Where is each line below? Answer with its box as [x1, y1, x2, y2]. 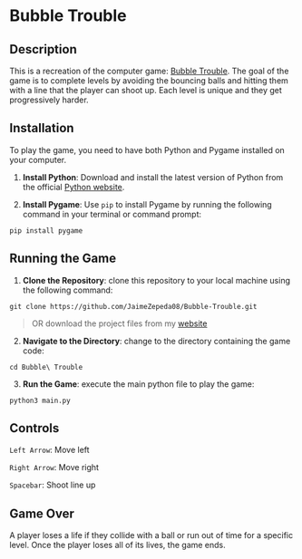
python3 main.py [9, 396, 71, 405]
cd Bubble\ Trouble [9, 362, 83, 371]
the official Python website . [22, 181, 125, 192]
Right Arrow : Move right [9, 462, 100, 473]
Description [9, 42, 77, 57]
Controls [9, 420, 60, 436]
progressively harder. [9, 94, 89, 105]
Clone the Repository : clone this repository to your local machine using [22, 275, 291, 285]
